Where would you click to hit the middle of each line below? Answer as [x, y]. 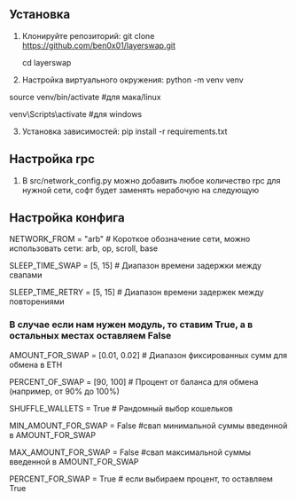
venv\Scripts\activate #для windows [76, 114]
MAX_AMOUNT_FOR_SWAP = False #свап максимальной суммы [130, 452]
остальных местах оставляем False [90, 336]
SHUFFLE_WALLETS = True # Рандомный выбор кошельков [121, 408]
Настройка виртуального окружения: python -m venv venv [132, 80]
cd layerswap [47, 62]
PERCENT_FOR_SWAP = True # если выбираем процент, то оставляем [141, 479]
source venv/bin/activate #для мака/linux [85, 97]
